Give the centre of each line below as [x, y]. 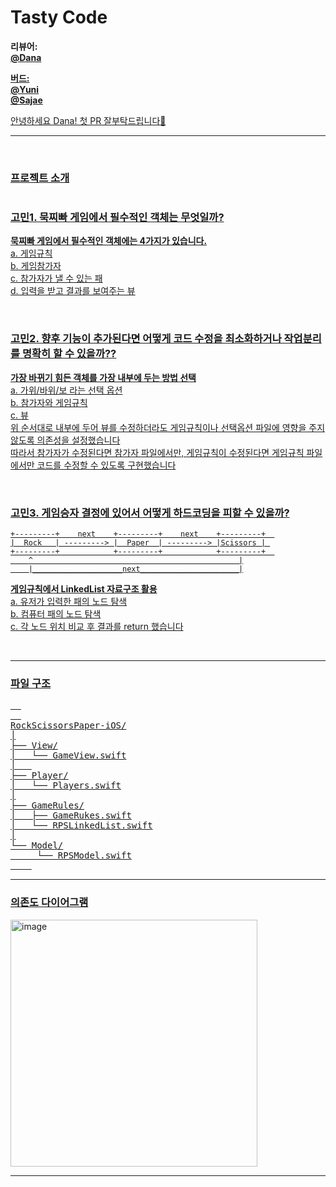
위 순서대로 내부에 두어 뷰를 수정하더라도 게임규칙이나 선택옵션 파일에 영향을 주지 [168, 427]
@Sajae [26, 100]
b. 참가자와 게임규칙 [49, 402]
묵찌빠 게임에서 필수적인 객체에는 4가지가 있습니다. [109, 241]
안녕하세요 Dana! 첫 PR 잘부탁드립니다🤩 [88, 120]
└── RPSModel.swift [84, 855]
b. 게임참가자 [36, 266]
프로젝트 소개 [40, 178]
